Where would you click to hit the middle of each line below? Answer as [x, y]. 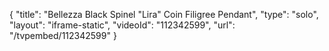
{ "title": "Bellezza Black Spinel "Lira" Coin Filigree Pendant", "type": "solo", [164, 14]
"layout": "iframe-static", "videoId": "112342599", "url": [122, 25]
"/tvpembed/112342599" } [63, 35]
